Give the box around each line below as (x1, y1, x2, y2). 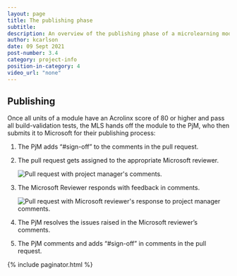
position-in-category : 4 (7, 63, 80, 70)
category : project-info (7, 56, 78, 63)
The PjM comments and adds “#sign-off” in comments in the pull (17, 239, 207, 248)
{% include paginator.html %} (7, 261, 93, 269)
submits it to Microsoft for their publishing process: (7, 129, 156, 137)
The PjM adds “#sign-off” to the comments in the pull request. (17, 142, 199, 151)
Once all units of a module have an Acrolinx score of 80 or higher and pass (7, 114, 225, 123)
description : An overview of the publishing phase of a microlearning (7, 30, 219, 37)
